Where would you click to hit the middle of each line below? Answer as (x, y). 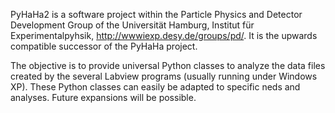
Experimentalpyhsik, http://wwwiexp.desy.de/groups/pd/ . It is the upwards (164, 35)
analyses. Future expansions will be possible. (103, 97)
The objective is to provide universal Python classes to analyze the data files (168, 65)
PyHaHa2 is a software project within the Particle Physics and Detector (156, 14)
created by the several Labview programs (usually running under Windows (164, 76)
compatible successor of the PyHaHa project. (104, 46)
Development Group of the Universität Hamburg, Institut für (132, 25)
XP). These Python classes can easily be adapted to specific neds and (155, 87)
